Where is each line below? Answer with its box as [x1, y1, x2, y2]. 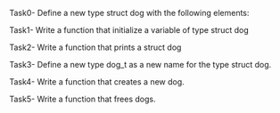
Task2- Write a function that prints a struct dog [9, 42, 182, 52]
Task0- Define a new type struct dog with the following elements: [9, 8, 250, 18]
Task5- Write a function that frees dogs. [9, 93, 156, 104]
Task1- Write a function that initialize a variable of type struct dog [9, 25, 249, 35]
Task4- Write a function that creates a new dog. [9, 77, 185, 87]
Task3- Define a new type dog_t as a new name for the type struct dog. [9, 60, 272, 69]
